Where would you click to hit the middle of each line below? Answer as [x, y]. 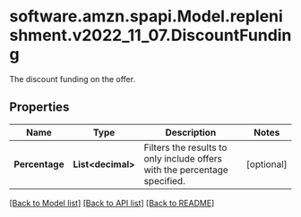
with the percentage [186, 170]
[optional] [267, 164]
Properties [39, 108]
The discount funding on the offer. [73, 79]
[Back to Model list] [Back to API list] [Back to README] [112, 203]
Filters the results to [185, 147]
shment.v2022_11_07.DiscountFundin [150, 35]
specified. [164, 180]
